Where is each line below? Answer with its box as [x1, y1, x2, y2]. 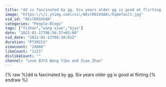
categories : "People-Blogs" [5, 21, 64, 26]
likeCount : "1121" [5, 49, 43, 54]
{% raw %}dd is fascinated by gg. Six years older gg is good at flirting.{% [5, 72, 156, 78]
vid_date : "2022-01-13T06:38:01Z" [5, 35, 77, 40]
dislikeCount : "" [5, 53, 41, 59]
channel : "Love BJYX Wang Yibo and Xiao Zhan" [5, 58, 103, 63]
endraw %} [5, 77, 28, 83]
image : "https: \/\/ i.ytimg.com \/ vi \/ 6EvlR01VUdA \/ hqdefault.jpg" [5, 12, 143, 17]
